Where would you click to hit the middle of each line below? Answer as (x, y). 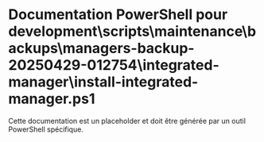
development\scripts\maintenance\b (132, 31)
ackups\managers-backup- (101, 48)
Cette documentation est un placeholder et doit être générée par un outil (127, 121)
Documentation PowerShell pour (118, 15)
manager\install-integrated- (103, 82)
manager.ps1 (52, 99)
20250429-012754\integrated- (114, 65)
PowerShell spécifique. (46, 129)
